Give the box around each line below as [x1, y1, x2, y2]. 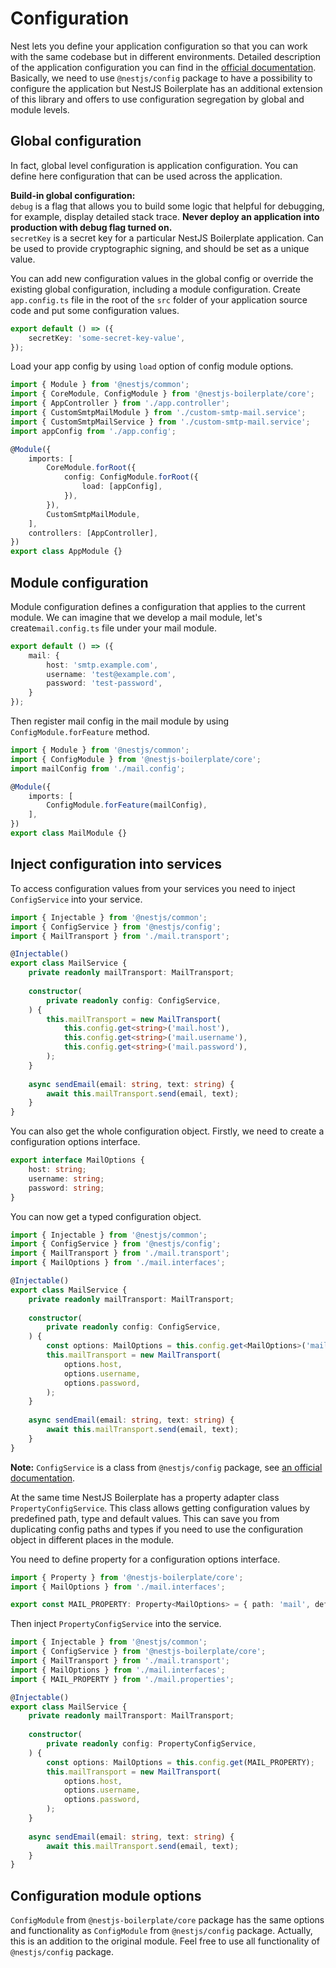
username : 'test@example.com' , [46, 669, 177, 679]
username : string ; [28, 1173, 105, 1184]
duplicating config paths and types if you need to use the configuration [10, 1523, 304, 1535]
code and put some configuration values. [10, 304, 180, 316]
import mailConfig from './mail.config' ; [10, 763, 186, 774]
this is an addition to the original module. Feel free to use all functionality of [10, 1935, 320, 1947]
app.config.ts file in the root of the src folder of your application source [10, 293, 308, 306]
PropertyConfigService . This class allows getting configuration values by [10, 1502, 310, 1514]
